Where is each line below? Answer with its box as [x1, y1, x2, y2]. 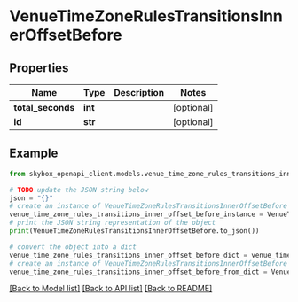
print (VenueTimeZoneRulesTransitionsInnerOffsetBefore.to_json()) [9, 227, 260, 236]
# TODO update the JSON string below [9, 185, 149, 194]
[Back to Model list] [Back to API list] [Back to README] [9, 283, 213, 294]
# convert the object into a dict [9, 242, 137, 252]
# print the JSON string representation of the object [9, 219, 216, 228]
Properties [9, 60, 69, 75]
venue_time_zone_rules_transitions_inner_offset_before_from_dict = [9, 267, 268, 276]
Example [9, 146, 59, 161]
